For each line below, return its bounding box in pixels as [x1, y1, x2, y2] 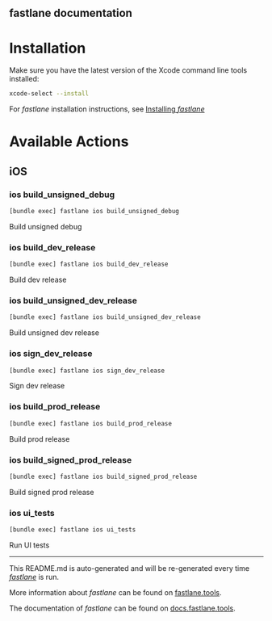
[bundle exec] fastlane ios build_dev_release [9, 260, 169, 269]
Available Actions [9, 132, 129, 151]
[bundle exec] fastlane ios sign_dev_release [9, 367, 165, 375]
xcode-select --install [9, 90, 90, 98]
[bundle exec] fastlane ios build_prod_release [9, 419, 173, 427]
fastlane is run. [9, 572, 60, 581]
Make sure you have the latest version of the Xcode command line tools [9, 65, 248, 75]
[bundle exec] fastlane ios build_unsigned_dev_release [9, 313, 201, 321]
